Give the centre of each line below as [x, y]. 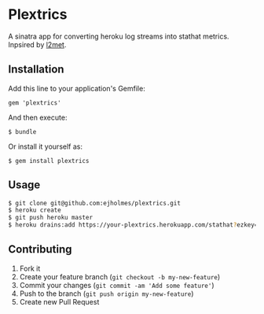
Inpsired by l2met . [37, 44]
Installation [36, 70]
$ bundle [22, 131]
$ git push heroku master [50, 218]
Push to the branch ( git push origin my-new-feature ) [106, 294]
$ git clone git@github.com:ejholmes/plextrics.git [94, 203]
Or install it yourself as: [45, 146]
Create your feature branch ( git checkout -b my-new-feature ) [120, 276]
